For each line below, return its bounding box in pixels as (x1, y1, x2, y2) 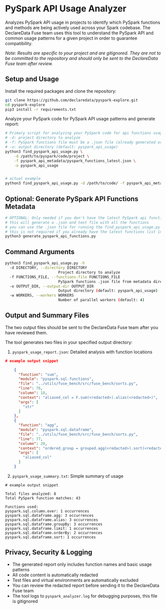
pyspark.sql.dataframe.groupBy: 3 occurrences (5, 521, 103, 527)
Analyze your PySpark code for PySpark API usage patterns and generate (5, 116, 156, 122)
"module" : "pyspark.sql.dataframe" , (18, 427, 94, 433)
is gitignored (12, 598, 38, 604)
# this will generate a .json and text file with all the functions (5, 220, 149, 225)
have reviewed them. (5, 330, 48, 335)
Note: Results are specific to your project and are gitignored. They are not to (5, 50, 161, 56)
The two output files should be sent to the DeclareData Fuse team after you (5, 324, 158, 330)
